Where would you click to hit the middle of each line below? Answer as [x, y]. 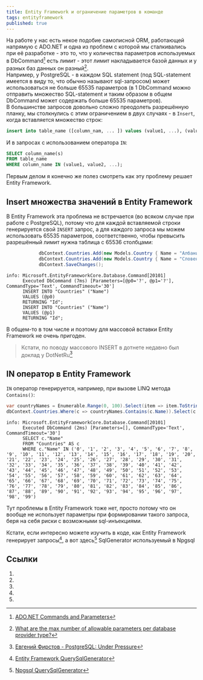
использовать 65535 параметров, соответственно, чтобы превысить [96, 236]
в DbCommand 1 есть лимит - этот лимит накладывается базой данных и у [101, 60]
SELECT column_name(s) [35, 153]
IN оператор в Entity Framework [69, 374]
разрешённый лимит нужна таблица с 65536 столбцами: [80, 242]
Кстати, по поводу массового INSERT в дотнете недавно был [100, 347]
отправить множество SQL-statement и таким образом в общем [89, 94]
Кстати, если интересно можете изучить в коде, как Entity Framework [96, 532]
